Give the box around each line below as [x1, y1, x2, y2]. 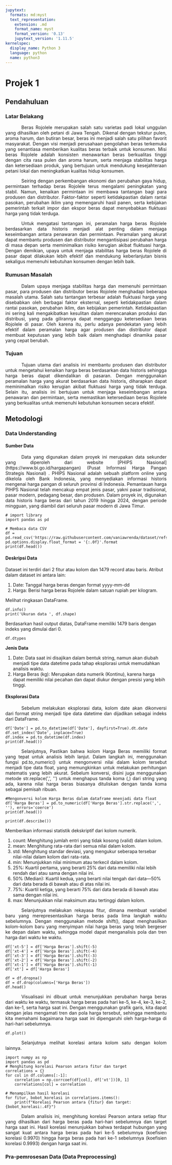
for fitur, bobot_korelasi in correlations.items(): [5, 1095, 120, 1101]
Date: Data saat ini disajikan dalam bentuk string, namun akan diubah [12, 655, 159, 661]
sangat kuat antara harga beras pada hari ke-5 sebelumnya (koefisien [5, 1129, 167, 1135]
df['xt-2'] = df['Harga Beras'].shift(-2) [5, 958, 97, 963]
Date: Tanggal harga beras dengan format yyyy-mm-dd [12, 581, 130, 588]
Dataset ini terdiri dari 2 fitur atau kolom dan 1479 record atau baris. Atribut [5, 566, 163, 572]
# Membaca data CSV [5, 526, 47, 531]
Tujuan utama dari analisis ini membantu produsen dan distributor [21, 361, 167, 368]
